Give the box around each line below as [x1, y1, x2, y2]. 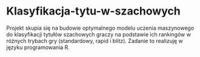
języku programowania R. [6, 44, 70, 51]
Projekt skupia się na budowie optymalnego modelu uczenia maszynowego [6, 24, 195, 32]
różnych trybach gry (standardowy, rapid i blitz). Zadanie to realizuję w [6, 37, 183, 44]
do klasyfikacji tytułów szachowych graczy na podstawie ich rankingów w [6, 30, 191, 38]
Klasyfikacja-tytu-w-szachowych [6, 4, 181, 18]
